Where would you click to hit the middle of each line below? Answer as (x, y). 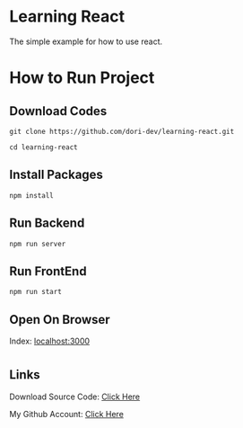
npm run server (38, 244)
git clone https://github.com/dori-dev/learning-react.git (122, 131)
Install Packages (56, 175)
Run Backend (47, 223)
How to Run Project (82, 78)
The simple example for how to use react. (86, 41)
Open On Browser (60, 320)
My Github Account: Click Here (66, 414)
